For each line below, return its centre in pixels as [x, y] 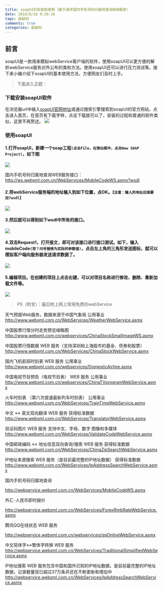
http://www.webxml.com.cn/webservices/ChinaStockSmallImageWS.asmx [79, 336]
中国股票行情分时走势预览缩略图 [37, 330]
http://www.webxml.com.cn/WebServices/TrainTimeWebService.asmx [75, 403]
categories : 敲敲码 [24, 28]
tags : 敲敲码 [17, 19]
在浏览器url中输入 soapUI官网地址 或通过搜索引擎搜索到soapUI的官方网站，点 [81, 109]
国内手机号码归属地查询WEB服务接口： [44, 175]
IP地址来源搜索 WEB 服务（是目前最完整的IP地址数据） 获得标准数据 [73, 460]
